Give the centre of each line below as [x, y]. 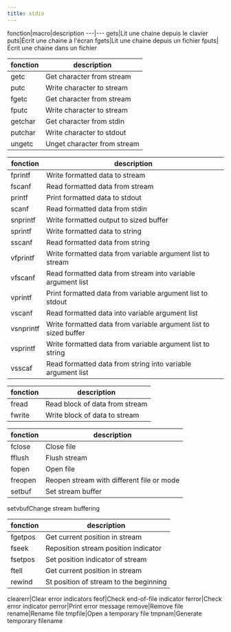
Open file [60, 469]
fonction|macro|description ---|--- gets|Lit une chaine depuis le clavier [108, 33]
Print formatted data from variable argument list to [127, 293]
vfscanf [23, 278]
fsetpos [23, 559]
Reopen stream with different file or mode [113, 480]
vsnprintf [25, 328]
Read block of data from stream [97, 404]
